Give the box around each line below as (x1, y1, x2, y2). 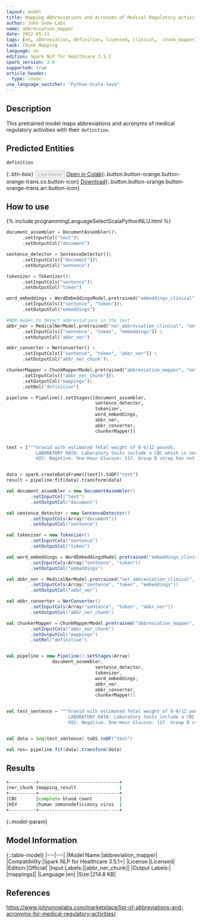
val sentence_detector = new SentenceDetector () (6, 510, 130, 516)
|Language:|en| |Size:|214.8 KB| (37, 870, 116, 878)
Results (6, 763, 35, 773)
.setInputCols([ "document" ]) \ (22, 257, 98, 263)
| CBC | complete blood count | (6, 796, 122, 802)
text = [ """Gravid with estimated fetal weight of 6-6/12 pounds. (6, 444, 176, 450)
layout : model (6, 8, 42, 15)
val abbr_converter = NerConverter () (6, 598, 101, 604)
